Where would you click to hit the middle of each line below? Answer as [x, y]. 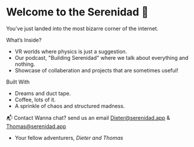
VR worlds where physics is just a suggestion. [71, 51]
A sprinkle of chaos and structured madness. [70, 106]
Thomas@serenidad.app [36, 126]
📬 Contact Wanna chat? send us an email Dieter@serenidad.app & [88, 117]
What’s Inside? [24, 40]
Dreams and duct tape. [43, 93]
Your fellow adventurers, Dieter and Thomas [69, 138]
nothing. [25, 64]
